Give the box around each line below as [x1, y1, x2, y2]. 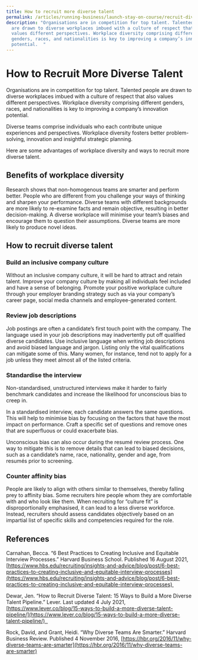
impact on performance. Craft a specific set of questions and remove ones [6, 421, 187, 428]
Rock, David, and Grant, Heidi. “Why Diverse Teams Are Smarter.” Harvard [6, 629, 186, 636]
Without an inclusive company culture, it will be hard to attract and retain [6, 272, 183, 279]
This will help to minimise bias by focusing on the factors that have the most [6, 414, 190, 422]
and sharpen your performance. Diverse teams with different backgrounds [6, 198, 187, 205]
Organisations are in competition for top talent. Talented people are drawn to [6, 86, 192, 93]
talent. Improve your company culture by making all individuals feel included [6, 278, 191, 285]
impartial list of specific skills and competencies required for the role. [6, 517, 174, 524]
